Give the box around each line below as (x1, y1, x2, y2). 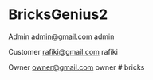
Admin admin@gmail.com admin (8, 32, 115, 41)
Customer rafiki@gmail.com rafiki (8, 47, 118, 56)
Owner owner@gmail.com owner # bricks (8, 62, 145, 72)
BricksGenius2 (8, 6, 108, 24)
